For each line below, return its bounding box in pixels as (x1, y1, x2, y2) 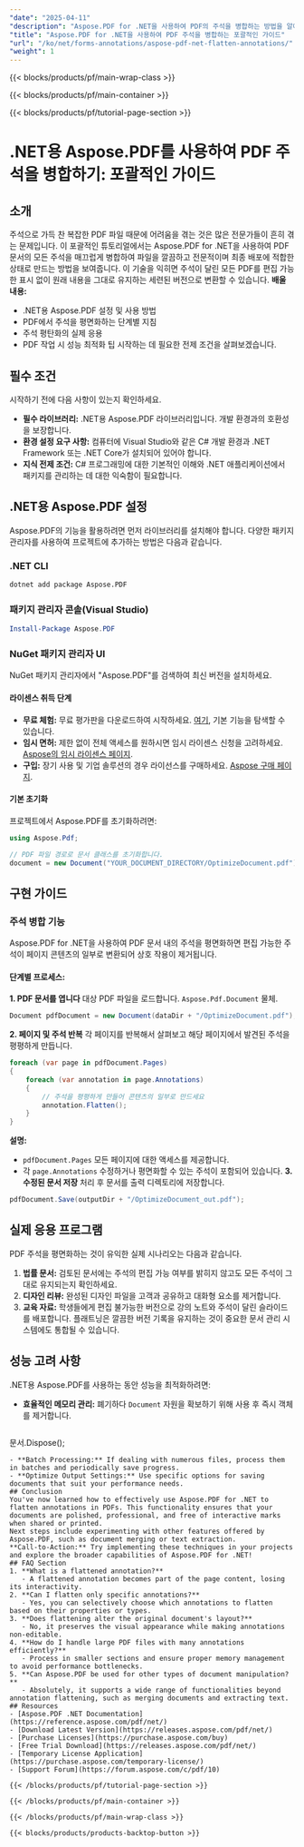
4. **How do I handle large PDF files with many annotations (9, 1637, 245, 1647)
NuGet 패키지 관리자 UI (9, 648, 106, 661)
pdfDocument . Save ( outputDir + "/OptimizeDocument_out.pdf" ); (9, 1195, 245, 1204)
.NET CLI (9, 559, 49, 572)
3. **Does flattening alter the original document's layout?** (9, 1614, 253, 1623)
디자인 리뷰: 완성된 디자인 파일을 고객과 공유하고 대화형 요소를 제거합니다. (22, 1290, 281, 1301)
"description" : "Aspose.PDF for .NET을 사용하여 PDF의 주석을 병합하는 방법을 (9, 22, 283, 31)
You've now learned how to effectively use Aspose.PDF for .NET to (9, 1495, 270, 1504)
